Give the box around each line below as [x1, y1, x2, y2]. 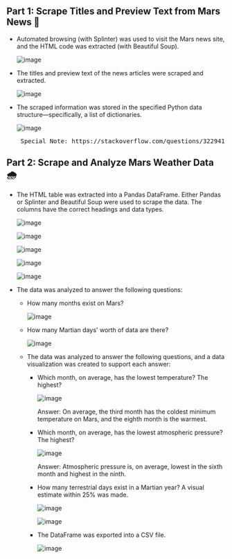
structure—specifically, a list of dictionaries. [16, 110, 143, 118]
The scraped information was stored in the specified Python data [16, 103, 202, 111]
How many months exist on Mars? [26, 299, 124, 307]
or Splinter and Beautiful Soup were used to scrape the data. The [16, 197, 202, 206]
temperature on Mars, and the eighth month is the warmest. [37, 414, 208, 423]
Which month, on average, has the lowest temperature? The [37, 373, 208, 381]
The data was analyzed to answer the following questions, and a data [26, 352, 225, 360]
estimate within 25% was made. [37, 491, 129, 499]
